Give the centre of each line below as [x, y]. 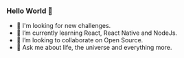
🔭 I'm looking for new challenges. [64, 26]
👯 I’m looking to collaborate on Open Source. [80, 40]
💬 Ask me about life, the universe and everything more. [94, 48]
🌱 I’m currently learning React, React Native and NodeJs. [97, 33]
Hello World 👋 [30, 11]
